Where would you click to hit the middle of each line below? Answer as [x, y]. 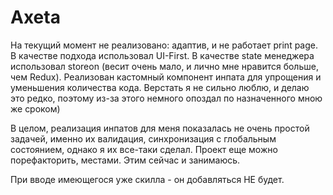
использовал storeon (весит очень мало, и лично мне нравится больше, [164, 66]
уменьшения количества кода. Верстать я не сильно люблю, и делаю [160, 87]
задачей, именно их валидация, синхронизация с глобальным [143, 138]
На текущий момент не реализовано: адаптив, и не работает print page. [164, 45]
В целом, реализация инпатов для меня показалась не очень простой [160, 128]
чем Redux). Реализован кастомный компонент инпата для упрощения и [166, 77]
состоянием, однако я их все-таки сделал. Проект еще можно [144, 149]
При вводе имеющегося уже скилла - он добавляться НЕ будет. [147, 179]
